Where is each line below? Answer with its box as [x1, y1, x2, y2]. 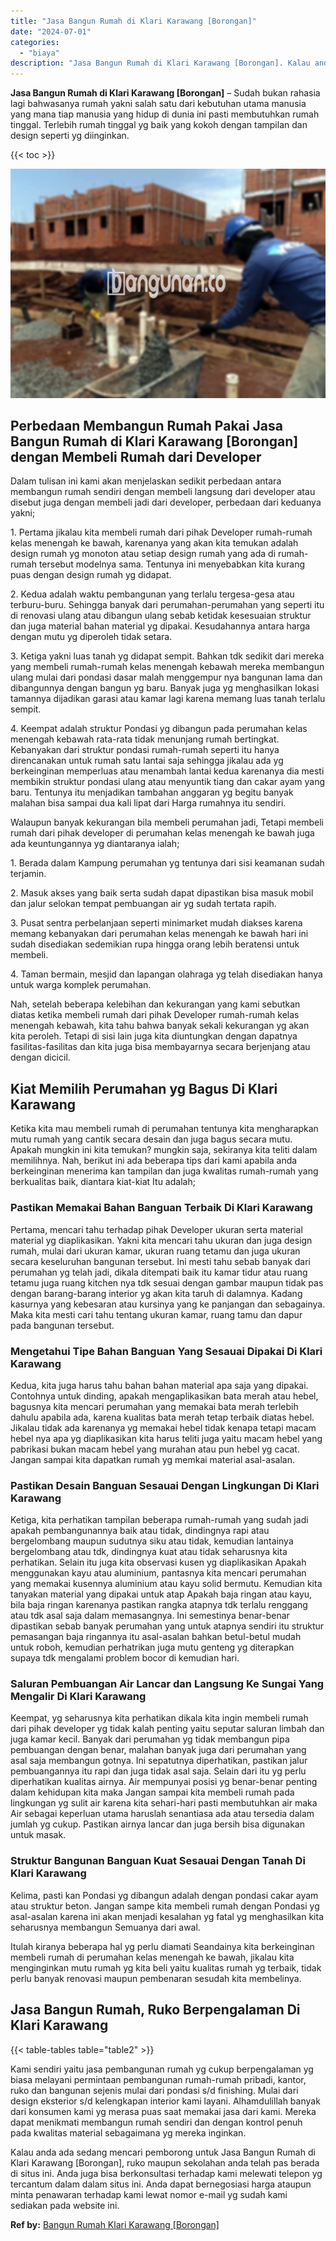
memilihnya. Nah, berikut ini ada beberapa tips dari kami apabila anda [10, 1155, 298, 1167]
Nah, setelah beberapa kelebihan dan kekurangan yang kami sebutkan [10, 998, 301, 1010]
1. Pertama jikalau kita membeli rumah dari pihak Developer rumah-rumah [10, 526, 313, 539]
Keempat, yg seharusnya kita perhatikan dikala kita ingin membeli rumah [10, 1712, 309, 1724]
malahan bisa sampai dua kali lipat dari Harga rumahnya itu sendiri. [10, 797, 287, 809]
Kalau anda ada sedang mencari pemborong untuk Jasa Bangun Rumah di [10, 2146, 316, 2158]
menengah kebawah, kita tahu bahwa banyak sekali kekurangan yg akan [10, 1020, 310, 1032]
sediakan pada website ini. [10, 2199, 120, 2211]
